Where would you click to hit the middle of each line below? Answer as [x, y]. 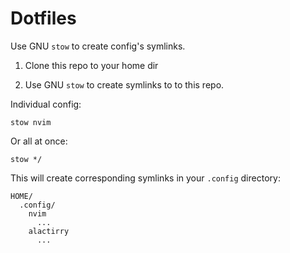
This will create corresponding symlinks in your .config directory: [145, 178]
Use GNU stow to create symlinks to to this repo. [124, 84]
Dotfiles [43, 18]
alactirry [49, 231]
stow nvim [31, 122]
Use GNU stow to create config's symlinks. [98, 46]
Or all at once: [39, 141]
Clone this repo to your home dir [91, 65]
